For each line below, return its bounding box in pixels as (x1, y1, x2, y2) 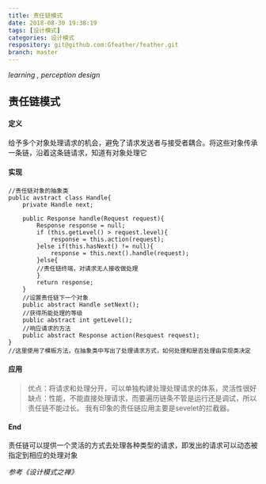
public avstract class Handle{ (8, 193, 112, 202)
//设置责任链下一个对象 (22, 294, 89, 302)
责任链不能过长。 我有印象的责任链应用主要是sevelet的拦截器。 (27, 403, 234, 413)
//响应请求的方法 (22, 324, 71, 333)
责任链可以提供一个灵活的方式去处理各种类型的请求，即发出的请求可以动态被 (8, 440, 258, 450)
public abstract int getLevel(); (22, 316, 133, 324)
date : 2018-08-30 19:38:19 (8, 19, 97, 27)
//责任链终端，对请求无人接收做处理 (36, 265, 139, 272)
